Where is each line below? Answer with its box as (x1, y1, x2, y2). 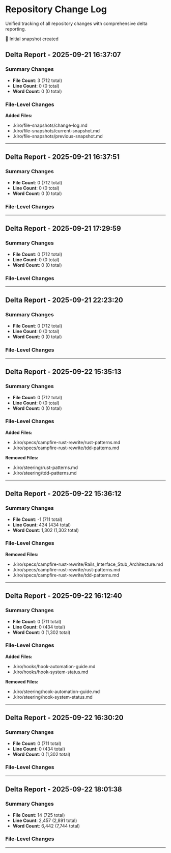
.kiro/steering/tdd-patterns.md (12, 470, 77, 476)
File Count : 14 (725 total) (12, 812, 65, 818)
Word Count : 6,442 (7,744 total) (12, 822, 80, 829)
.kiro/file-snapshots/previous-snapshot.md (12, 133, 103, 139)
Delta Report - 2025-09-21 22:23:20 (5, 296, 123, 305)
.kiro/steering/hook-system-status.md (12, 694, 93, 700)
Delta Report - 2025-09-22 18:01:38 (5, 785, 122, 794)
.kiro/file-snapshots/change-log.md (12, 122, 88, 128)
